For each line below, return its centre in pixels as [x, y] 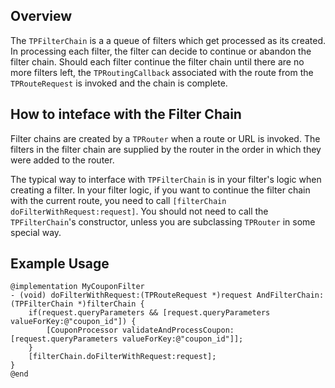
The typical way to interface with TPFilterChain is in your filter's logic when [166, 179]
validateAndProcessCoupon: [178, 330]
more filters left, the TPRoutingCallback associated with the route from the [162, 72]
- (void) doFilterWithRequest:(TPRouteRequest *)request [131, 295]
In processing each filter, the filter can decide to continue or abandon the [161, 51]
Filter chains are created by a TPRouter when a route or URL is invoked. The [165, 138]
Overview [41, 16]
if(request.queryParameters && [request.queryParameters [149, 313]
